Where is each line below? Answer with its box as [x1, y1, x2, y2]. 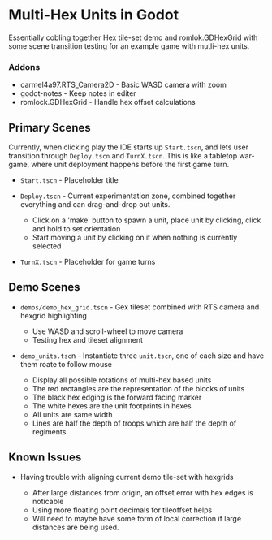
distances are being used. [32, 522, 119, 532]
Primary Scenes [8, 120, 91, 135]
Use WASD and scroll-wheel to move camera [32, 326, 183, 336]
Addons [8, 61, 41, 72]
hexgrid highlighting [19, 310, 88, 320]
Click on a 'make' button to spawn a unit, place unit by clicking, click [32, 215, 261, 225]
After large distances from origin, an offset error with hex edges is [32, 487, 253, 497]
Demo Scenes [8, 280, 80, 294]
